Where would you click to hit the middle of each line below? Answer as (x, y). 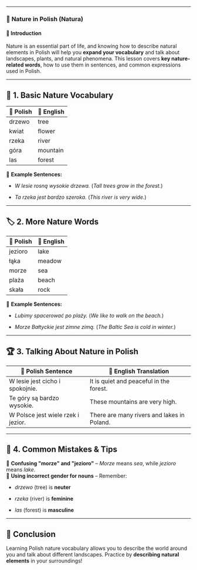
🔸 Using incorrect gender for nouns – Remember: (67, 476)
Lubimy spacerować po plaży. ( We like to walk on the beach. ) (89, 315)
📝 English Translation (139, 371)
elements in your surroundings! (44, 561)
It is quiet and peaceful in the (130, 381)
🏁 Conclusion (31, 534)
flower (47, 131)
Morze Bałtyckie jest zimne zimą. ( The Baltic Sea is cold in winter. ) (95, 326)
